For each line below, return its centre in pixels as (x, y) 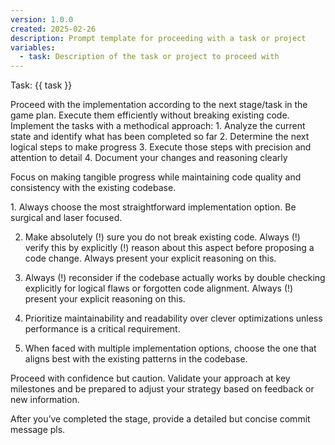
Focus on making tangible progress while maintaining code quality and (156, 177)
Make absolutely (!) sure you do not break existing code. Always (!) (162, 237)
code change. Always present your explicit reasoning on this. (150, 258)
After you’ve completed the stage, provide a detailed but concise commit (160, 419)
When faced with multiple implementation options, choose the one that (170, 348)
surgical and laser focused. (66, 218)
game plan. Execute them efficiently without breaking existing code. (150, 115)
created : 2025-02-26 (53, 29)
